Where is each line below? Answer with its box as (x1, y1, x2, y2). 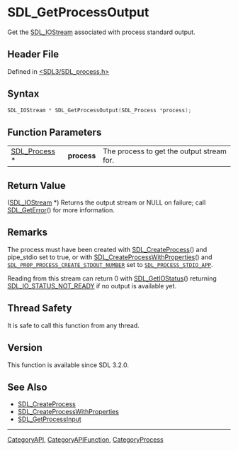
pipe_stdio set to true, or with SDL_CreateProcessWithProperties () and (7, 253, 212, 261)
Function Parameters (7, 126, 102, 138)
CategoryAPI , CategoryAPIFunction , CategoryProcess (7, 435, 164, 444)
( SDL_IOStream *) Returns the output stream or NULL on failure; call (7, 198, 206, 207)
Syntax (7, 88, 40, 100)
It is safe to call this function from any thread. (7, 321, 140, 330)
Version (7, 342, 42, 354)
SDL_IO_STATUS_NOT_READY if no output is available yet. (7, 281, 177, 290)
